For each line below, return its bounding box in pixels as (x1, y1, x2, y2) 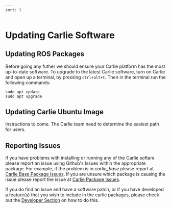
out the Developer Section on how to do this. (5, 197, 100, 203)
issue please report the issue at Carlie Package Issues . (5, 176, 121, 183)
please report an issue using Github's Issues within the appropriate (5, 160, 146, 166)
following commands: (5, 80, 51, 86)
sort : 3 (5, 7, 22, 13)
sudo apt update (5, 89, 40, 94)
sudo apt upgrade (5, 94, 42, 99)
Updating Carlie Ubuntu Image (5, 108, 104, 116)
